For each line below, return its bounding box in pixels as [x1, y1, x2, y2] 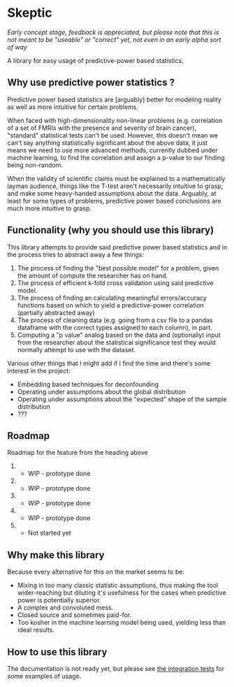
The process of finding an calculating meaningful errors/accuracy [17, 294, 207, 302]
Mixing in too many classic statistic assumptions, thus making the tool [17, 581, 219, 590]
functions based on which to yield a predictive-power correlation [17, 301, 205, 309]
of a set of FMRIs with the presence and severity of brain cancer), [7, 124, 197, 132]
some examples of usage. [7, 672, 82, 680]
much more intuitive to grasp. [7, 204, 92, 212]
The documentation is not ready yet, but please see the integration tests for [7, 665, 225, 672]
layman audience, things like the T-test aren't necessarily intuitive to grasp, [7, 182, 224, 190]
